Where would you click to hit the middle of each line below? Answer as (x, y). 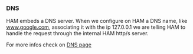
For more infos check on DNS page (49, 45)
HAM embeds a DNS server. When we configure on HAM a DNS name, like (97, 21)
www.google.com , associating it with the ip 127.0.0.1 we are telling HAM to (96, 27)
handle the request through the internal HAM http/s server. (77, 33)
